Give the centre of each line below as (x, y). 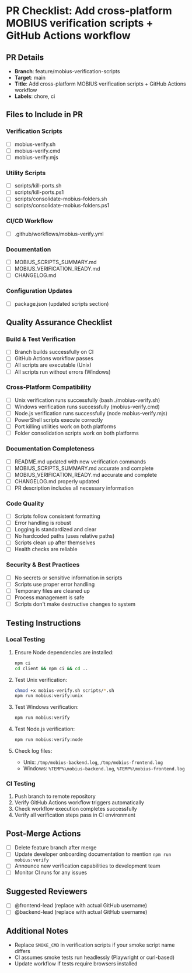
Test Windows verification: (46, 707)
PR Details (25, 57)
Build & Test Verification (41, 339)
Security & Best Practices (43, 565)
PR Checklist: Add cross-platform (89, 11)
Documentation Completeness (50, 449)
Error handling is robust (43, 523)
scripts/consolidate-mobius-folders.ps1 (62, 206)
